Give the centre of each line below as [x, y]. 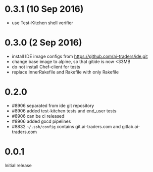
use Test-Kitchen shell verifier [43, 23]
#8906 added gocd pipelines [41, 121]
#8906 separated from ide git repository [53, 105]
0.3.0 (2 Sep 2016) [43, 43]
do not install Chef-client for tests [46, 67]
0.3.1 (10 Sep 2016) [44, 9]
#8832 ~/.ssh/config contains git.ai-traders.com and [66, 126]
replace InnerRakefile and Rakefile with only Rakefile [65, 72]
